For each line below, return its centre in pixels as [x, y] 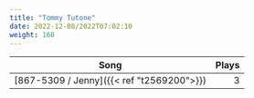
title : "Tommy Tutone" [53, 18]
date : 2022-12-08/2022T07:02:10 [71, 26]
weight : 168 [32, 34]
